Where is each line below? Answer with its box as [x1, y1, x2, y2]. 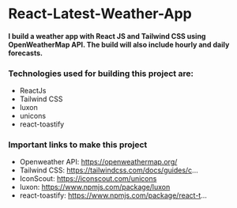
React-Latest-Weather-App [8, 5, 192, 23]
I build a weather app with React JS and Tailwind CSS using [8, 31, 206, 40]
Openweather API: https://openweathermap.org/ [19, 157, 178, 167]
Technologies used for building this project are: [8, 68, 194, 79]
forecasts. [8, 48, 43, 58]
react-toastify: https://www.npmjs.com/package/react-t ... [19, 191, 208, 200]
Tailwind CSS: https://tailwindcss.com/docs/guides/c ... [19, 165, 199, 175]
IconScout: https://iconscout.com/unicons [19, 174, 157, 183]
